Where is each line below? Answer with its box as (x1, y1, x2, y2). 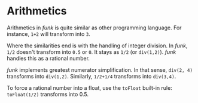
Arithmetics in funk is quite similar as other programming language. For (7, 24, 182, 31)
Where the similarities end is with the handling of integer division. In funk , (7, 42, 188, 49)
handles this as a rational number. (7, 54, 90, 62)
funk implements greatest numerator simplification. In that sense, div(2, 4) (7, 66, 193, 73)
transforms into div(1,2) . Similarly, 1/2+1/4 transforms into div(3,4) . (7, 72, 176, 80)
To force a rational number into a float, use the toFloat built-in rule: (7, 84, 172, 91)
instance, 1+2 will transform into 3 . (7, 30, 90, 37)
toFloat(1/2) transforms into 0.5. (7, 90, 89, 98)
